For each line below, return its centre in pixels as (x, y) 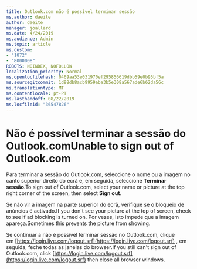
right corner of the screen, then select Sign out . (64, 193)
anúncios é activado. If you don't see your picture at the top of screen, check (98, 211)
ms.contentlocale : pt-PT (36, 93)
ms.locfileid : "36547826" (38, 104)
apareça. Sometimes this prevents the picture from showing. (78, 223)
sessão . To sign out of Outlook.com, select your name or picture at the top (95, 187)
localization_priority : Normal (44, 72)
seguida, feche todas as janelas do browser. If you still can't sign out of (91, 247)
